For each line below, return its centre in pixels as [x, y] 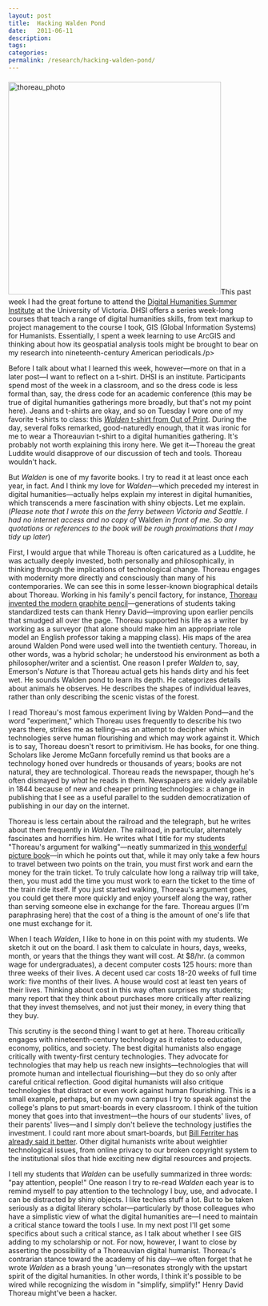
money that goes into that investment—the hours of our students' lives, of [130, 1116]
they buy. [24, 1015]
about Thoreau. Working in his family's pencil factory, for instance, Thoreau [133, 595]
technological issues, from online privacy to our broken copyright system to [133, 1150]
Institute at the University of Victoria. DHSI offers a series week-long [121, 310]
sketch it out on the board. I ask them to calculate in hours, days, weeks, [128, 947]
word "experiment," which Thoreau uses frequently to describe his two [125, 720]
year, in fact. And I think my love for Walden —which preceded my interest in [134, 486]
